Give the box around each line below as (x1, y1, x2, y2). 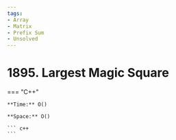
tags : (7, 10, 23, 17)
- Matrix (7, 23, 32, 30)
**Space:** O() (7, 113, 51, 120)
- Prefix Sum (7, 29, 45, 36)
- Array (7, 16, 29, 23)
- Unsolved (7, 36, 38, 43)
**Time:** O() (7, 101, 48, 108)
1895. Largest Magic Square (7, 65, 169, 81)
